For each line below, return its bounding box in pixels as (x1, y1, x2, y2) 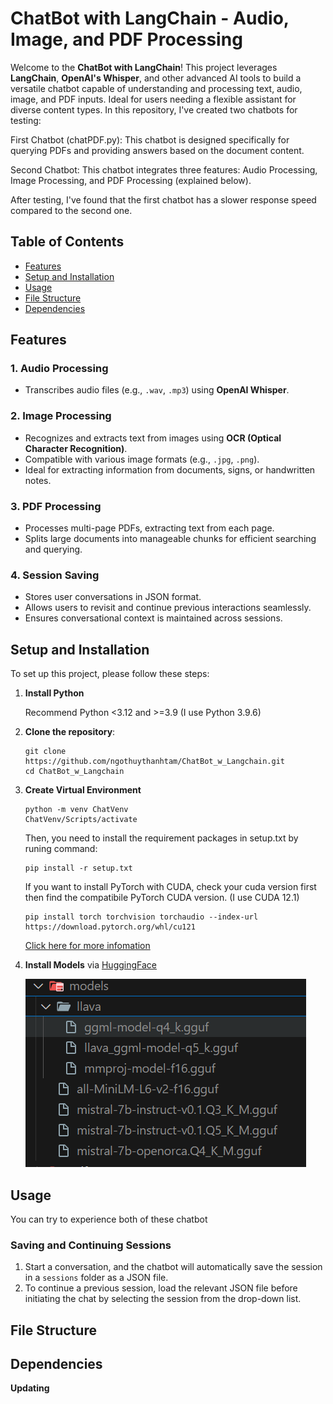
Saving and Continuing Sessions (10, 1238, 172, 1252)
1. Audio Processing (10, 362, 109, 376)
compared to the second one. (10, 204, 133, 216)
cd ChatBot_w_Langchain (24, 767, 125, 777)
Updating (10, 1382, 50, 1394)
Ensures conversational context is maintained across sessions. (24, 612, 283, 624)
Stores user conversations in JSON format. (24, 591, 202, 603)
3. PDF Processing (10, 499, 102, 513)
